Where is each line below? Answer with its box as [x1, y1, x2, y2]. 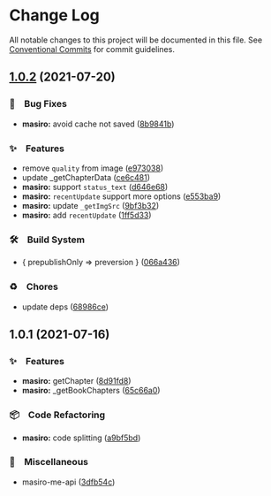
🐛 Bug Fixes [9, 98, 68, 111]
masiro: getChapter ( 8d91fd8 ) [21, 376, 132, 386]
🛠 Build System [9, 233, 86, 246]
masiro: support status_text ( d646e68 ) [21, 181, 169, 192]
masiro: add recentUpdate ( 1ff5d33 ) [21, 210, 152, 220]
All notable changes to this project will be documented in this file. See [9, 34, 263, 45]
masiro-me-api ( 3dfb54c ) [21, 477, 116, 487]
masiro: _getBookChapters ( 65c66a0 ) [21, 385, 161, 396]
